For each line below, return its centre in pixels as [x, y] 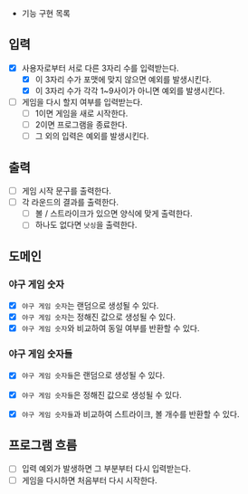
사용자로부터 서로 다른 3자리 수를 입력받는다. [100, 68]
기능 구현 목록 [46, 13]
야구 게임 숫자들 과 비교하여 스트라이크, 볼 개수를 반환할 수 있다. [130, 413]
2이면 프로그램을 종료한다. [81, 125]
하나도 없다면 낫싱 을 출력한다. [86, 225]
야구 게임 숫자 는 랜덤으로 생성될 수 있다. [90, 305]
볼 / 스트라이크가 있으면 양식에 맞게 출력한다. [114, 214]
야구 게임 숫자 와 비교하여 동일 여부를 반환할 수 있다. [110, 328]
